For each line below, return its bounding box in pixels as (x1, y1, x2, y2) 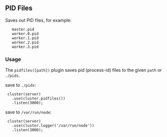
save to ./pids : (5, 82, 36, 88)
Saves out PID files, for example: (5, 17, 72, 23)
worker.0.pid (11, 31, 39, 36)
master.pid (11, 27, 35, 32)
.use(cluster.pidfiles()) (11, 96, 66, 101)
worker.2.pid (11, 40, 39, 45)
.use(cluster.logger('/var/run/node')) (11, 123, 94, 129)
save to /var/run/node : (5, 109, 52, 115)
